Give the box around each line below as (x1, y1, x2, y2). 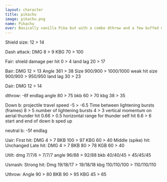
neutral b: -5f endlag (5, 127, 48, 134)
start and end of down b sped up (5, 118, 73, 124)
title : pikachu (5, 12, 37, 17)
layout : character (5, 7, 43, 12)
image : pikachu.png (5, 16, 46, 21)
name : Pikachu (5, 21, 35, 26)
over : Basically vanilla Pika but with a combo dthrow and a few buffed (5, 26, 159, 31)
